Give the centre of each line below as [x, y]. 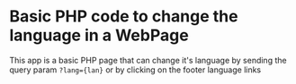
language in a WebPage [99, 35]
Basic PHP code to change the [124, 17]
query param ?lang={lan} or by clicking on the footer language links [135, 70]
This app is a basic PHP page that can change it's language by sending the [148, 60]
